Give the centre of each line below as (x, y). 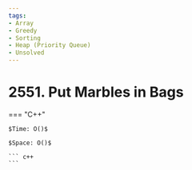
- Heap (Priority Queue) (50, 45)
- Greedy (23, 30)
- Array (21, 23)
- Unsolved (26, 53)
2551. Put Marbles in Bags (96, 92)
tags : (17, 16)
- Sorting (25, 38)
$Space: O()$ (30, 143)
